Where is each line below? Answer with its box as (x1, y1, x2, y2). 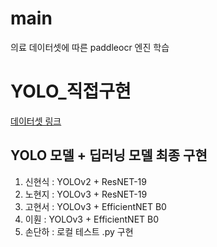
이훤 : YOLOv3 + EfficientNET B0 (24, 213, 160, 225)
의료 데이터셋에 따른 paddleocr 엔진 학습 (10, 41, 170, 53)
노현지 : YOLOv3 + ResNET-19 (24, 188, 148, 200)
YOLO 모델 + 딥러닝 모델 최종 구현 (10, 147, 208, 164)
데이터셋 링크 (10, 115, 62, 127)
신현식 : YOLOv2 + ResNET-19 (24, 175, 147, 187)
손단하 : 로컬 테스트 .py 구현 (24, 225, 134, 237)
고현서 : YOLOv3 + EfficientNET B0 (24, 200, 167, 212)
